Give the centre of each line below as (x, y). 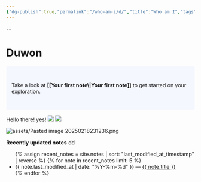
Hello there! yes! (26, 119)
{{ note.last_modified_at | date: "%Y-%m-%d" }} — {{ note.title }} (95, 166)
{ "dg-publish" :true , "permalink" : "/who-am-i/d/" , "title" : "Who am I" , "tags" (101, 12)
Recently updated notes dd (41, 142)
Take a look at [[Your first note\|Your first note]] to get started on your (99, 85)
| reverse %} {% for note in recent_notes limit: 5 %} (78, 160)
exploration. (26, 91)
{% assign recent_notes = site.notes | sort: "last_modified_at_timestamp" (104, 154)
